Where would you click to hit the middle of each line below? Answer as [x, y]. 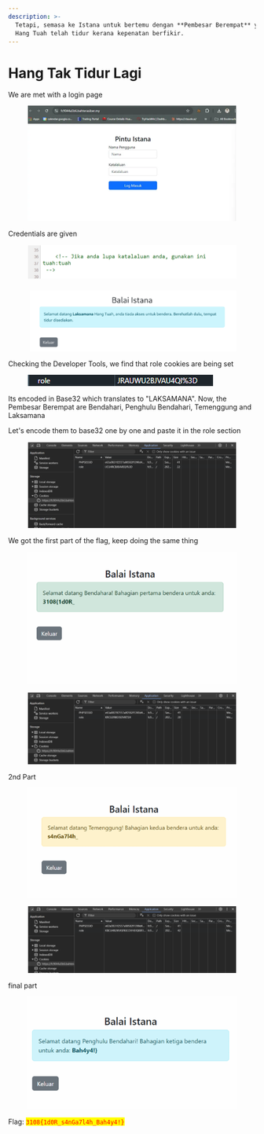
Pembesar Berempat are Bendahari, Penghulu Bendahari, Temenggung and [130, 407]
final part [23, 985]
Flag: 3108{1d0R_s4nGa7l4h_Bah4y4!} [66, 1122]
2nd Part [22, 776]
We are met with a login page [55, 95]
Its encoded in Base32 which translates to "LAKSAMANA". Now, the [117, 398]
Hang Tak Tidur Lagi [75, 73]
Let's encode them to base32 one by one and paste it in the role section [125, 430]
